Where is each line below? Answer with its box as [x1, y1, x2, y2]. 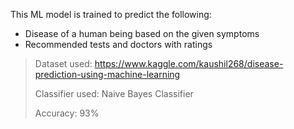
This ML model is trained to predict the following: [10, 9, 212, 20]
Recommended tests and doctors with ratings [24, 39, 213, 50]
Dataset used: [34, 58, 93, 69]
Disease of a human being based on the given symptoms [24, 28, 260, 39]
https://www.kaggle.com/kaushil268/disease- [94, 58, 284, 69]
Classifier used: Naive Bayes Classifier [34, 88, 194, 99]
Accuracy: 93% [34, 107, 100, 119]
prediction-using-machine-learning [34, 69, 181, 80]
